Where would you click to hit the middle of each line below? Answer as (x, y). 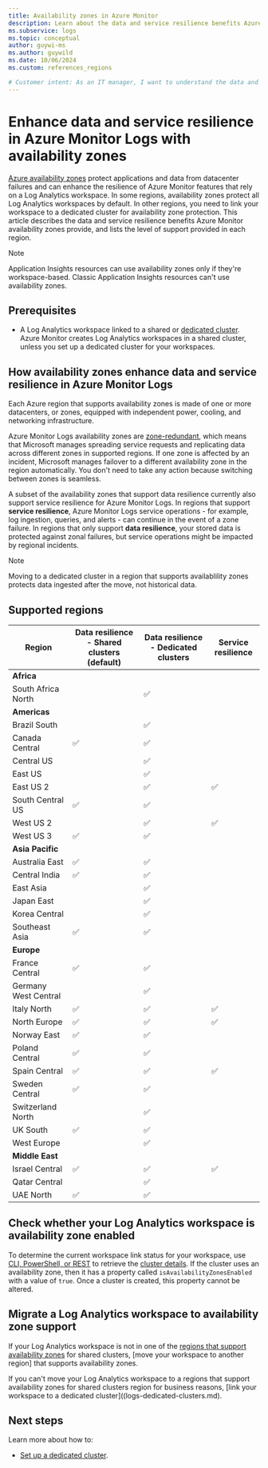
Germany (30, 986)
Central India (36, 875)
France (25, 963)
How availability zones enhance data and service (132, 372)
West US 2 (32, 823)
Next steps (36, 1421)
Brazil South (35, 725)
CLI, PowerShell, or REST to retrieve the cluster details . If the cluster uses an (134, 1263)
